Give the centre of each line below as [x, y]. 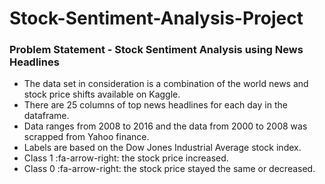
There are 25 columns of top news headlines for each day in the [155, 105]
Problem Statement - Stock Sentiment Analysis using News [156, 50]
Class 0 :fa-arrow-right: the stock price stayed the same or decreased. [169, 169]
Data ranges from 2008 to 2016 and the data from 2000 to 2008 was [165, 126]
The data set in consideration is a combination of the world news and [166, 84]
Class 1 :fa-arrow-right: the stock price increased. [126, 158]
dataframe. [46, 116]
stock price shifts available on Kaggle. [102, 94]
